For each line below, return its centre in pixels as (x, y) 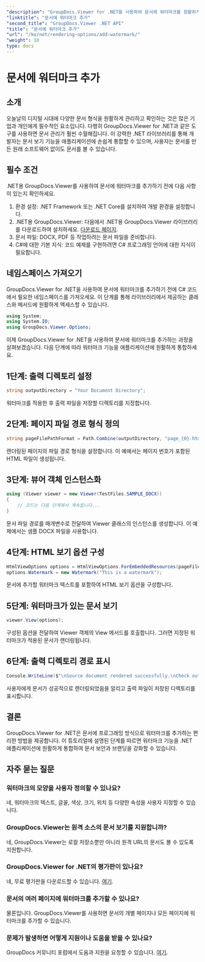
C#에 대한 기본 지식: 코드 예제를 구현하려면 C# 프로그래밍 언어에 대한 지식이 (105, 244)
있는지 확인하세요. (34, 193)
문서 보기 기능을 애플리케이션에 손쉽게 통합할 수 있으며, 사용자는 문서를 (106, 141)
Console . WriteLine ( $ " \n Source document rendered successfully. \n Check (98, 676)
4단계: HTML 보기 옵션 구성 (56, 552)
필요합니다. (28, 252)
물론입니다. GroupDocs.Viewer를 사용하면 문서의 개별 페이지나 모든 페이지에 (98, 913)
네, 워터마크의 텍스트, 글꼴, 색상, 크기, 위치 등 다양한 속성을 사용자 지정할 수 (95, 803)
